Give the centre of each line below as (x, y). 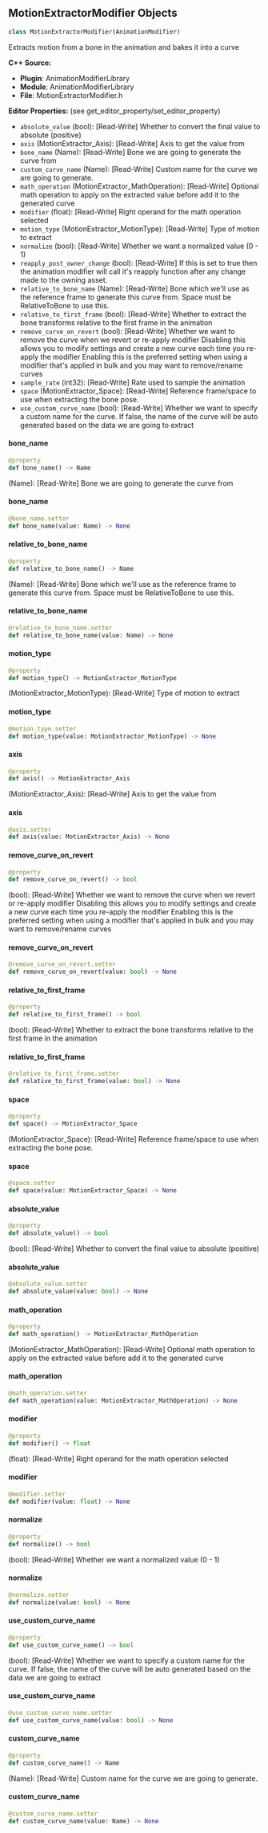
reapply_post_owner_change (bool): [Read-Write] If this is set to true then (138, 263)
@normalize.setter (39, 1595)
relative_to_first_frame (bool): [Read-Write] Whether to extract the (133, 314)
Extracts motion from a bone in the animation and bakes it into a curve (124, 47)
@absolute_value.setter (48, 1284)
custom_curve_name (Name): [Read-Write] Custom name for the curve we (139, 169)
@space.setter (32, 1183)
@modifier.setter (37, 1494)
